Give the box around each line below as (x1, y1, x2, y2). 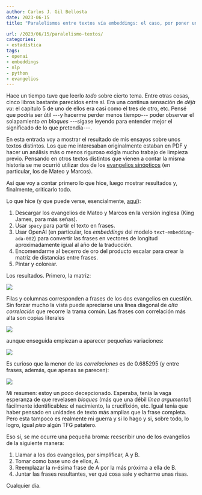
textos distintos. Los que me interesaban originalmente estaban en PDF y (6, 142, 188, 149)
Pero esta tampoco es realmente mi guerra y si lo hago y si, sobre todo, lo (6, 415, 189, 422)
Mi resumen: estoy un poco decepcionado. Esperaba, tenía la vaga (6, 390, 172, 397)
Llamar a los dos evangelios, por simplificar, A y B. (14, 451, 140, 458)
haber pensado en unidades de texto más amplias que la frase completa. (6, 409, 187, 416)
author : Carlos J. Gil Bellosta (6, 8, 87, 15)
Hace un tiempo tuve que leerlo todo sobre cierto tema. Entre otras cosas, (6, 92, 190, 99)
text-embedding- (154, 229, 195, 235)
